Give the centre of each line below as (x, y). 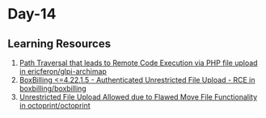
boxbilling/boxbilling (53, 88)
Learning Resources (59, 44)
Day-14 (32, 14)
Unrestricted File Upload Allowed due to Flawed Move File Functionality (138, 97)
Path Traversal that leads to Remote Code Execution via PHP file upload (138, 63)
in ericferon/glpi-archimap (63, 71)
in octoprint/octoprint (55, 106)
